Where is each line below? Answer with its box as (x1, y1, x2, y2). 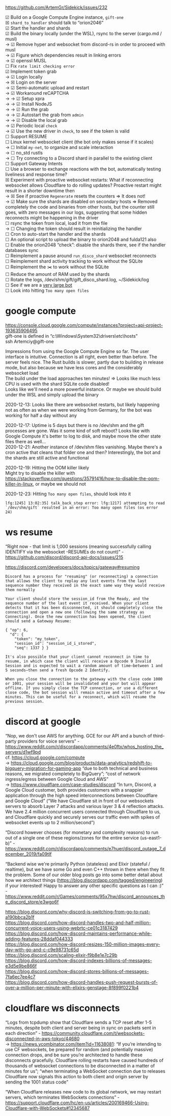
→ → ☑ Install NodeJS (5, 101, 52, 107)
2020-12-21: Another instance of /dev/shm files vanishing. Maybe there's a (5, 444, 162, 450)
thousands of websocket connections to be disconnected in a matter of (5, 1062, 155, 1069)
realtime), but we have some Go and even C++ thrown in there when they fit (5, 866, 164, 872)
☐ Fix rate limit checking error (5, 63, 75, 69)
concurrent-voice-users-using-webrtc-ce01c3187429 (5, 925, 118, 931)
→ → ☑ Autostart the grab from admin (5, 112, 84, 118)
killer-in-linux (5, 480, 33, 487)
